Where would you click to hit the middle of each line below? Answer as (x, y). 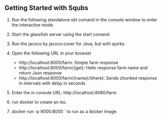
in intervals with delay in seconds (52, 83)
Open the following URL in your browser (51, 53)
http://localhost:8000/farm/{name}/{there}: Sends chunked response (88, 78)
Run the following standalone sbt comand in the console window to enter (84, 19)
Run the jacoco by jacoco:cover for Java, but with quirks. (68, 44)
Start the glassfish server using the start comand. (61, 34)
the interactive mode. (33, 25)
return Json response (40, 73)
